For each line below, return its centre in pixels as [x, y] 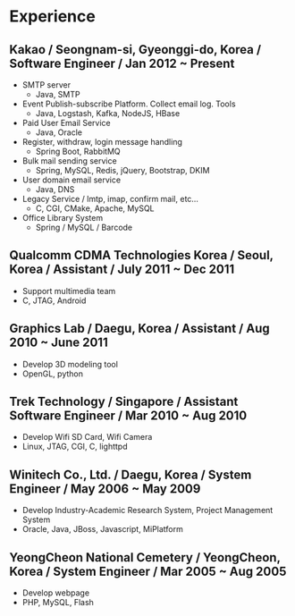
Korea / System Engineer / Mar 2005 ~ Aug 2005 [148, 571]
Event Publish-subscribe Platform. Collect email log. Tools [129, 104]
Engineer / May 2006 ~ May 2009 [105, 489]
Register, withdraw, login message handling [102, 142]
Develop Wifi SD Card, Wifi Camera [87, 437]
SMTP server [46, 85]
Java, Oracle [59, 132]
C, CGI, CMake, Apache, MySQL [95, 208]
